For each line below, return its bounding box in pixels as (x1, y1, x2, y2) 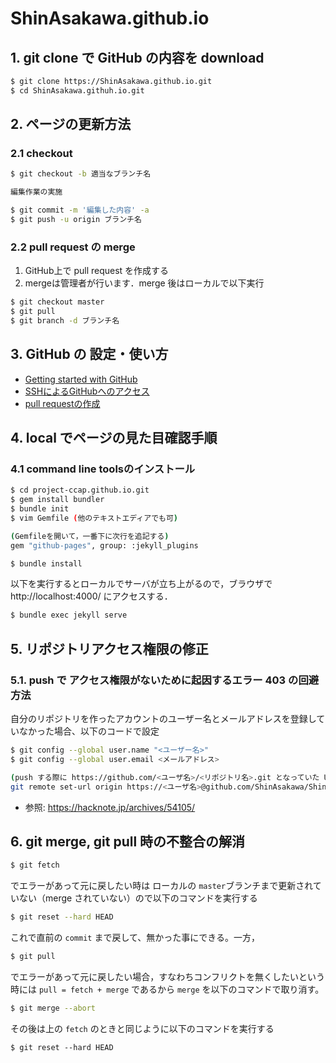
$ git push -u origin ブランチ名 (10, 215, 142, 225)
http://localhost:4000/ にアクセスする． (10, 590, 173, 602)
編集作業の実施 (10, 187, 63, 197)
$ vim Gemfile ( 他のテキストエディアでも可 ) (10, 513, 178, 523)
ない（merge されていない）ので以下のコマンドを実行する (18, 892, 258, 904)
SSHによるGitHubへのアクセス (24, 385, 150, 397)
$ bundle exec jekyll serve (10, 610, 128, 621)
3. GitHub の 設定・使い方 (10, 346, 169, 363)
